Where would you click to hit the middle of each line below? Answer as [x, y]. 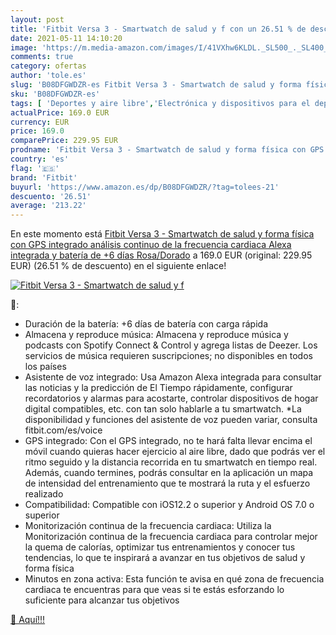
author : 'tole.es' [48, 76]
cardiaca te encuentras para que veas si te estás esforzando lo [154, 590]
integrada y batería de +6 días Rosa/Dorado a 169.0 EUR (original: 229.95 [161, 255]
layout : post [37, 19]
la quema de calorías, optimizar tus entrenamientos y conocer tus [160, 547]
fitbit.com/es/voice [63, 430]
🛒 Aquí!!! [28, 620]
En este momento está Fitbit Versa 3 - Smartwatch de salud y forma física [162, 234]
